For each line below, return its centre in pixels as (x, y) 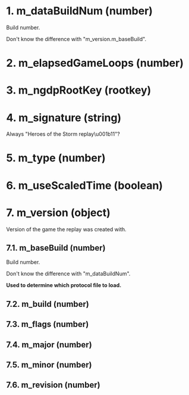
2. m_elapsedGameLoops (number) (95, 63)
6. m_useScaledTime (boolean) (85, 185)
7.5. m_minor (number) (49, 365)
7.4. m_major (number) (49, 345)
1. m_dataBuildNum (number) (80, 11)
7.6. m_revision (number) (53, 385)
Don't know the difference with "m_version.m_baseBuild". (76, 39)
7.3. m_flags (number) (48, 324)
